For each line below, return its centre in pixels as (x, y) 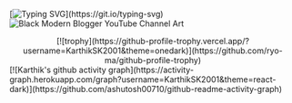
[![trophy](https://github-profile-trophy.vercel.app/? (153, 41)
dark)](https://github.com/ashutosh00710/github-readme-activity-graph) (146, 89)
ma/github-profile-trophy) (153, 60)
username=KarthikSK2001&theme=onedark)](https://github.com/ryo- (153, 51)
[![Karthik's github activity (58, 70)
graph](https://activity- (151, 70)
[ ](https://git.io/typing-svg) (86, 14)
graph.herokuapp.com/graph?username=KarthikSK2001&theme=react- (143, 80)
